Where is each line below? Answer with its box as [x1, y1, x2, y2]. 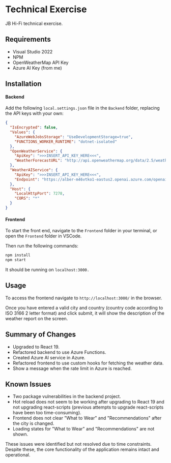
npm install [5, 253, 31, 258]
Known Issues [5, 380, 51, 388]
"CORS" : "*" [14, 196, 40, 201]
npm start [5, 258, 26, 263]
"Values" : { [10, 130, 36, 135]
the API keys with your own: [5, 110, 64, 116]
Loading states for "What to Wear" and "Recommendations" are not [12, 426, 155, 432]
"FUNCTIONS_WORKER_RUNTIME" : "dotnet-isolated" [14, 139, 117, 144]
